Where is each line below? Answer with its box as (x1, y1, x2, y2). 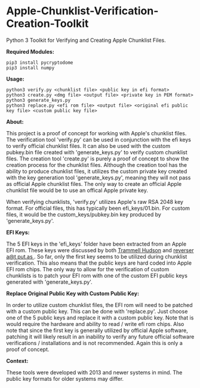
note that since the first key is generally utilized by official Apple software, (6, 327, 188, 334)
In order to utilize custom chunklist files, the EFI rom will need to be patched (6, 301, 193, 308)
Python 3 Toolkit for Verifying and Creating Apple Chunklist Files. (6, 36, 166, 44)
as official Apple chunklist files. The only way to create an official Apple (6, 180, 182, 187)
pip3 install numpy (6, 64, 55, 71)
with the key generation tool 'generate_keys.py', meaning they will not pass (6, 174, 191, 181)
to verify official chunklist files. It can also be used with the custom (6, 142, 171, 150)
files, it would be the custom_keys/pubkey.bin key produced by (6, 210, 161, 218)
